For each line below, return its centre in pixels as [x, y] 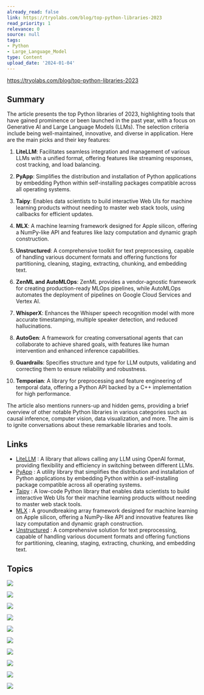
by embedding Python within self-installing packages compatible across [106, 183]
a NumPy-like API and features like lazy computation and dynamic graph [106, 233]
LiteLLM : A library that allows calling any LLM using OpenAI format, [100, 459]
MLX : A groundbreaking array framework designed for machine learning [107, 511]
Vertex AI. [28, 302]
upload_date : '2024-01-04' [41, 63]
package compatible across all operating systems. [79, 485]
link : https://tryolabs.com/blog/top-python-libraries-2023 [85, 18]
